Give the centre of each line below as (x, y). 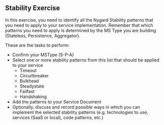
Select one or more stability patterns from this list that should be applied (86, 60)
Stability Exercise (33, 8)
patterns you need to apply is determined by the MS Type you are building (81, 30)
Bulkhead (29, 81)
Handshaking (33, 96)
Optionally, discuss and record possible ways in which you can (76, 107)
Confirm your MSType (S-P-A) (43, 55)
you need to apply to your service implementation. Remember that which (79, 25)
